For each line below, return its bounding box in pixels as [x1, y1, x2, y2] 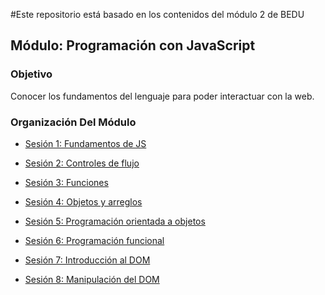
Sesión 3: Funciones [24, 176, 109, 188]
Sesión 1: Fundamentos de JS [24, 137, 147, 149]
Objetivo [10, 67, 53, 81]
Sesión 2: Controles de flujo [24, 157, 140, 169]
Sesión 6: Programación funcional [24, 234, 165, 246]
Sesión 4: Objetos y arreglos [24, 195, 143, 208]
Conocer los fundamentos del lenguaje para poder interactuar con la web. [10, 90, 315, 102]
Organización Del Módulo [10, 115, 137, 129]
